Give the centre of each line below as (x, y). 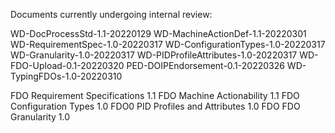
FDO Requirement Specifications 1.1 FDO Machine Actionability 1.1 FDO (155, 95)
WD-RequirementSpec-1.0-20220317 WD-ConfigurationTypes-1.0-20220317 (168, 44)
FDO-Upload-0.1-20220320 (67, 65)
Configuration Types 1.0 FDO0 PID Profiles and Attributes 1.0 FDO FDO (155, 106)
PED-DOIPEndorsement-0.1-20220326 (205, 65)
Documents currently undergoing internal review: (111, 14)
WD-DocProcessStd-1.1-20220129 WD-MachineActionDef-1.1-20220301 (158, 33)
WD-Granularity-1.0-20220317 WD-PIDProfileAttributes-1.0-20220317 (154, 55)
